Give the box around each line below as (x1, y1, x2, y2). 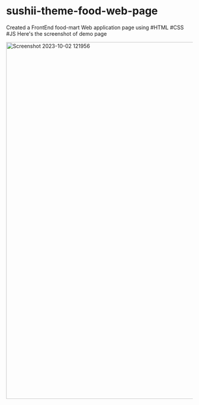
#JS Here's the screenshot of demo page (6, 30, 107, 37)
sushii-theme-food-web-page (6, 4, 158, 18)
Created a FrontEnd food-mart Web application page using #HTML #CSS (6, 24, 184, 31)
